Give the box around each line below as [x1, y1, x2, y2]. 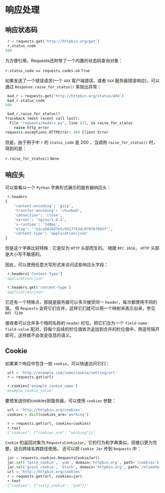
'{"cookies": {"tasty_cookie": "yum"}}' [5, 483, 89, 488]
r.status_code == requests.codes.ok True [5, 68, 90, 73]
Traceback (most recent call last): [5, 116, 80, 121]
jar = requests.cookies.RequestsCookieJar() [7, 456, 100, 461]
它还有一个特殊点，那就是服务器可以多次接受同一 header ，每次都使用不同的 [5, 299, 157, 305]
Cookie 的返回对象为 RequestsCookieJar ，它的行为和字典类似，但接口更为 [5, 439, 153, 445]
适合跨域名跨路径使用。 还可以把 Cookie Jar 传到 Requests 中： [13, 446, 141, 452]
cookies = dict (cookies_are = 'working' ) [7, 412, 89, 417]
